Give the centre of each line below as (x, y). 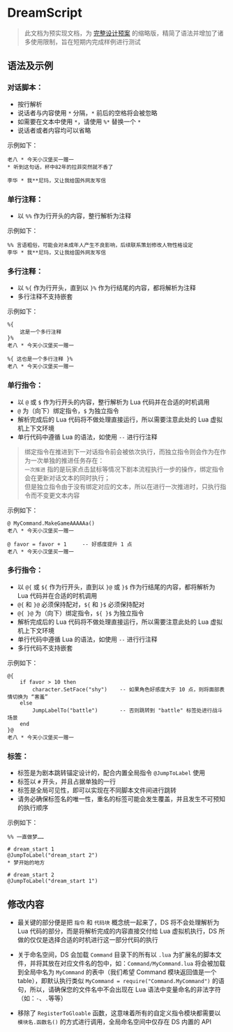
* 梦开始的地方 (26, 863)
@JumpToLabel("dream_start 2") (53, 855)
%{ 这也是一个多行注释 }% (40, 359)
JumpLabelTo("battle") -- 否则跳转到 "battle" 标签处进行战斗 (128, 710)
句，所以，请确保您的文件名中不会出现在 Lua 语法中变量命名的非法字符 (119, 989)
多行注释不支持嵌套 (45, 297)
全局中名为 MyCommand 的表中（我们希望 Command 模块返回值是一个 (120, 972)
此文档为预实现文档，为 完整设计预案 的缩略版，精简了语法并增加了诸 (124, 33)
